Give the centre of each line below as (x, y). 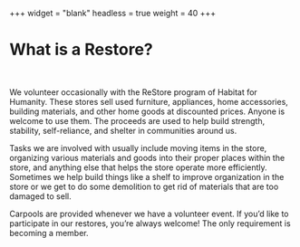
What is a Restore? (82, 50)
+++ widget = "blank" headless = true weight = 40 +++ (113, 13)
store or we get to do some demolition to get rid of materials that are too (144, 186)
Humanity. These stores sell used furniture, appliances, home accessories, (149, 101)
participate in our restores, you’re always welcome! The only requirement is (150, 223)
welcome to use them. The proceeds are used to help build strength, (137, 120)
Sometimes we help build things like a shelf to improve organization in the (147, 176)
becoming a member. (49, 233)
